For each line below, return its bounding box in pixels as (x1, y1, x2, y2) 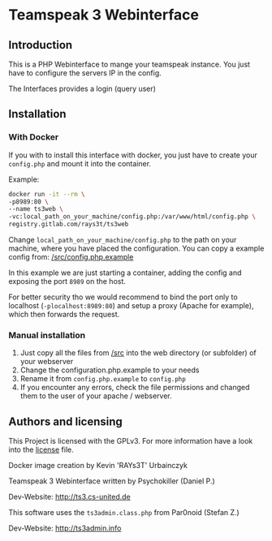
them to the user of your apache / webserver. (19, 391, 172, 401)
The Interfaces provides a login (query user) (8, 84, 157, 93)
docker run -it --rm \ (8, 190, 85, 198)
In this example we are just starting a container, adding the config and (8, 268, 242, 277)
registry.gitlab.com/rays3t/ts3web (8, 221, 129, 229)
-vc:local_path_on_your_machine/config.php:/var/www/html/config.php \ (8, 213, 256, 221)
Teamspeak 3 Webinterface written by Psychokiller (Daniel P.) (8, 476, 215, 486)
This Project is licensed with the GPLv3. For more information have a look (8, 436, 253, 446)
